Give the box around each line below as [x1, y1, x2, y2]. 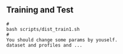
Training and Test [6, 5, 74, 15]
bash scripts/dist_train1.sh [6, 26, 80, 32]
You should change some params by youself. [6, 36, 118, 43]
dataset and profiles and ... [6, 42, 83, 48]
